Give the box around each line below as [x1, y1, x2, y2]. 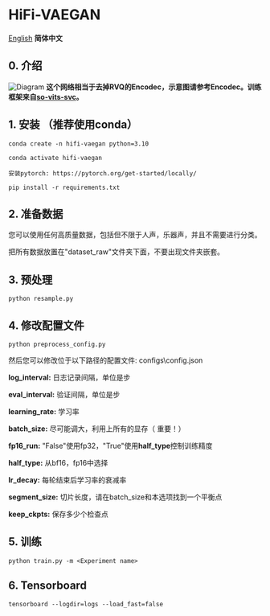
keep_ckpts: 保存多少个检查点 [8, 509, 108, 519]
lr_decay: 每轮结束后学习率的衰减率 [8, 475, 127, 484]
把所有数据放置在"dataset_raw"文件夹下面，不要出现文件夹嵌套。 [8, 247, 225, 257]
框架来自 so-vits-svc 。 [8, 92, 84, 101]
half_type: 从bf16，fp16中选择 [8, 458, 108, 467]
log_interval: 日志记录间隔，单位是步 [8, 372, 131, 382]
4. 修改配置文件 [8, 318, 84, 332]
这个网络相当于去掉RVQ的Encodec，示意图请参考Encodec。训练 [46, 82, 262, 92]
